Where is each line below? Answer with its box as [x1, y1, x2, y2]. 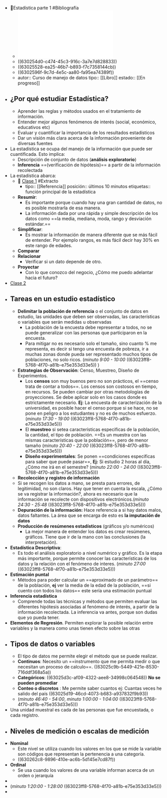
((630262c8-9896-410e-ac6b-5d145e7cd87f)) [17, 757, 115, 763]
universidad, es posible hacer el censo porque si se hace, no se [25, 405, 158, 411]
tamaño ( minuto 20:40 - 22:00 [25, 442, 89, 449]
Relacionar [17, 253, 41, 259]
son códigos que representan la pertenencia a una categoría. [17, 751, 145, 757]
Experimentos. [17, 372, 48, 379]
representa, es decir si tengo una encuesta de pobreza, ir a [25, 345, 149, 351]
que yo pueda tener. [17, 614, 60, 620]
